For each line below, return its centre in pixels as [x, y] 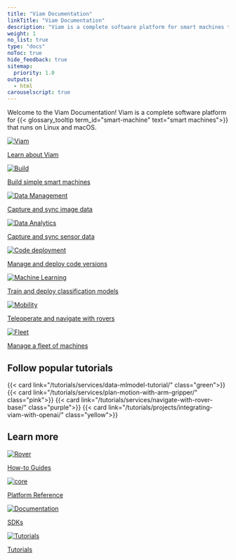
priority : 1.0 [34, 73]
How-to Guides [29, 467]
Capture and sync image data [50, 209]
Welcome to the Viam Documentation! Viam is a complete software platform [117, 113]
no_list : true [28, 40]
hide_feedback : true [38, 60]
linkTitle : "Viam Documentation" [56, 20]
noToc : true [25, 54]
